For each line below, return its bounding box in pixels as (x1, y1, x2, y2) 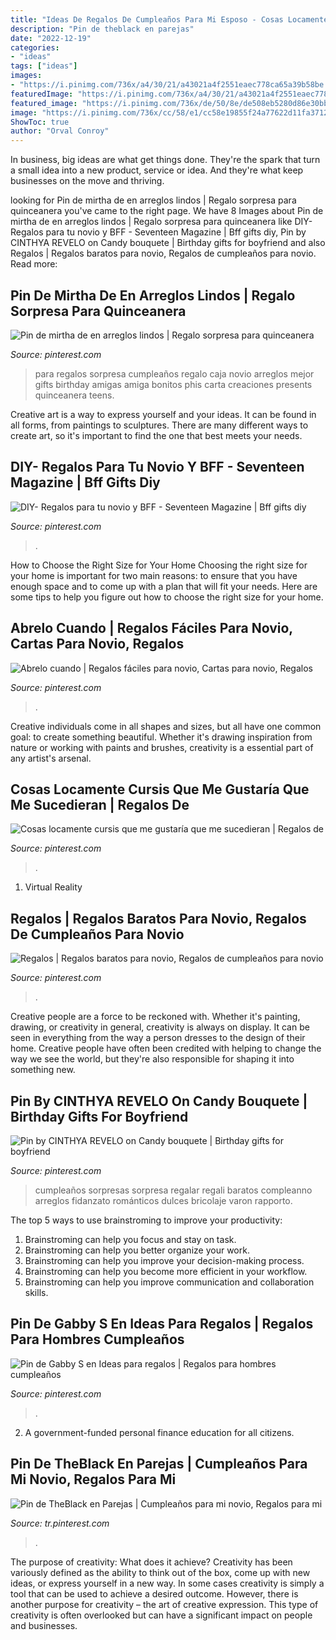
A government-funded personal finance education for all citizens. (24, 1426, 295, 1438)
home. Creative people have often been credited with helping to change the (10, 1042, 322, 1055)
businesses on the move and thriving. (10, 175, 165, 187)
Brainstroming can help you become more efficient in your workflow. (24, 1266, 308, 1277)
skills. (24, 1287, 49, 1298)
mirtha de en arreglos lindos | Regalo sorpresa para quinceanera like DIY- (10, 216, 313, 228)
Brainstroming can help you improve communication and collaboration (24, 1276, 315, 1288)
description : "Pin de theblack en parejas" (10, 24, 195, 34)
